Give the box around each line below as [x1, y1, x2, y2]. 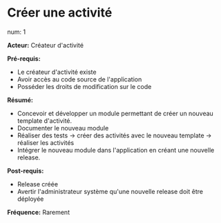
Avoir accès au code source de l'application [17, 75, 142, 84]
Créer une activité [7, 5, 113, 21]
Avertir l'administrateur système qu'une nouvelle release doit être [17, 187, 204, 195]
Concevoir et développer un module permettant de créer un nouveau [17, 109, 214, 117]
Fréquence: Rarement [7, 208, 70, 216]
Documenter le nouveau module [17, 124, 109, 132]
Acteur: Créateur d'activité [7, 41, 84, 49]
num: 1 [7, 28, 26, 36]
